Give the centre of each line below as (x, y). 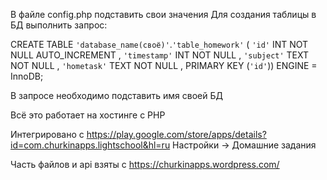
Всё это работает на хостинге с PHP (88, 115)
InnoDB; (27, 76)
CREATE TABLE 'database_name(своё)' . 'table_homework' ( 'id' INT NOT (159, 44)
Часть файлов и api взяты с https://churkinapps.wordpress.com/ (145, 164)
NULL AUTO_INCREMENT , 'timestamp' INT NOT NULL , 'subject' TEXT (160, 55)
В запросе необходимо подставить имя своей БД (116, 95)
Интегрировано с (47, 134)
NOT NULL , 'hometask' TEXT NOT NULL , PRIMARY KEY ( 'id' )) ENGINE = (164, 65)
